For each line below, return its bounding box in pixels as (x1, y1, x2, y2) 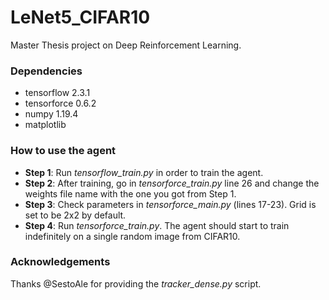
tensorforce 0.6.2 (24, 97, 97, 110)
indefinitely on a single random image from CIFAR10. (24, 230, 241, 242)
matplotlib (24, 119, 67, 131)
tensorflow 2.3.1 (24, 87, 91, 99)
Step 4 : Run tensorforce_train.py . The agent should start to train (24, 219, 290, 231)
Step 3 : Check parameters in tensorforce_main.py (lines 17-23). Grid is (24, 198, 317, 210)
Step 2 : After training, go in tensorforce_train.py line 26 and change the (24, 177, 320, 189)
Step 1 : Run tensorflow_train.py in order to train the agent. (24, 166, 264, 178)
